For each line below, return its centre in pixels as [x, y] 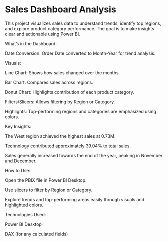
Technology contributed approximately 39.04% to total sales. [68, 146]
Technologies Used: [26, 214]
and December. [21, 161]
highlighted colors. [24, 205]
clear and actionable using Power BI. [43, 34]
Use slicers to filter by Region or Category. [49, 190]
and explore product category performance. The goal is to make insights [80, 28]
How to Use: [18, 170]
